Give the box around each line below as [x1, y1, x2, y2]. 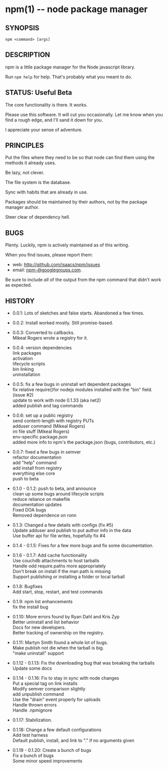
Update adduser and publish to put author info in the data [12, 528, 131, 534]
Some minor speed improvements [12, 758, 83, 764]
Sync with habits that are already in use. [5, 189, 88, 195]
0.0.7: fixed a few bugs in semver [12, 449, 81, 455]
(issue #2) [12, 392, 34, 398]
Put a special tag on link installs [12, 680, 78, 686]
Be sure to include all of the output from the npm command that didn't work [5, 277, 161, 283]
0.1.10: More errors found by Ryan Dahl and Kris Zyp [12, 614, 120, 620]
